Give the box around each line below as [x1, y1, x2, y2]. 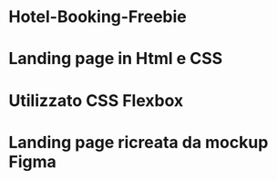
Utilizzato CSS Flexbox [8, 90, 184, 111]
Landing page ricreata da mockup [8, 132, 269, 153]
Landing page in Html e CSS [8, 48, 223, 69]
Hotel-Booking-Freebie [8, 6, 188, 27]
